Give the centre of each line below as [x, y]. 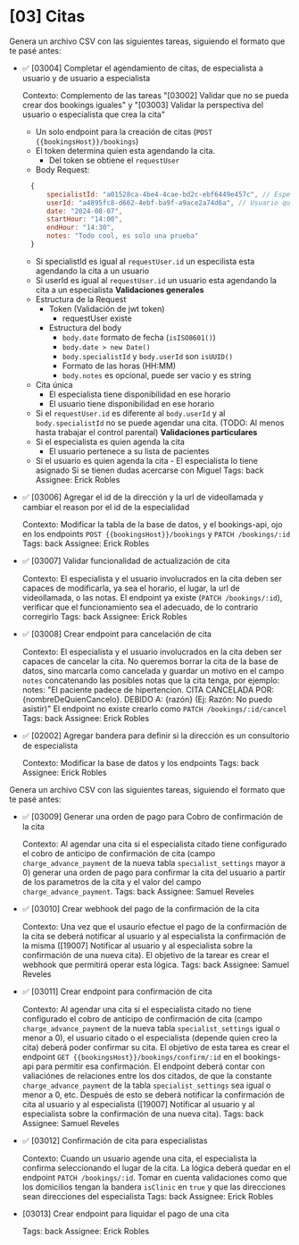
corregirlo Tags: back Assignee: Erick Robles [104, 616]
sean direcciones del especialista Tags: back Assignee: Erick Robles [148, 1196]
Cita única [54, 384]
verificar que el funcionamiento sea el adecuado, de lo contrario [140, 607]
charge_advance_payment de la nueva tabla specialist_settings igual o [151, 1028]
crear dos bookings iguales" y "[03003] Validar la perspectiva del [143, 105]
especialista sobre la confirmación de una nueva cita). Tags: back [143, 1114]
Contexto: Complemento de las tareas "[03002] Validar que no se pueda [155, 95]
